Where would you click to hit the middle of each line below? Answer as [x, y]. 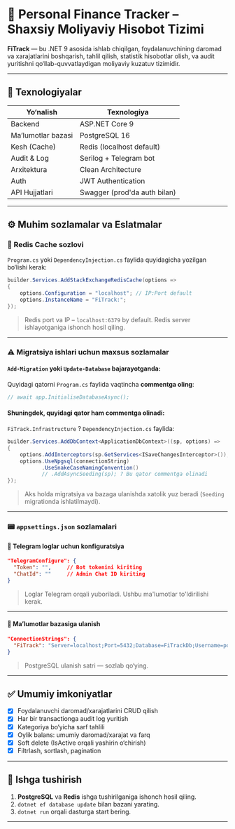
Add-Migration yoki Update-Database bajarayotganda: [84, 369]
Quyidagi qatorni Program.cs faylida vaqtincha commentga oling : [101, 384]
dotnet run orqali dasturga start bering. [74, 811]
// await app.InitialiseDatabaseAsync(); [69, 397]
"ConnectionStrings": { [42, 639]
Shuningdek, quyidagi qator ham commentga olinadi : [86, 413]
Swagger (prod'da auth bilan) [128, 192]
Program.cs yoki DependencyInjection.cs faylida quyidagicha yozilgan [107, 260]
